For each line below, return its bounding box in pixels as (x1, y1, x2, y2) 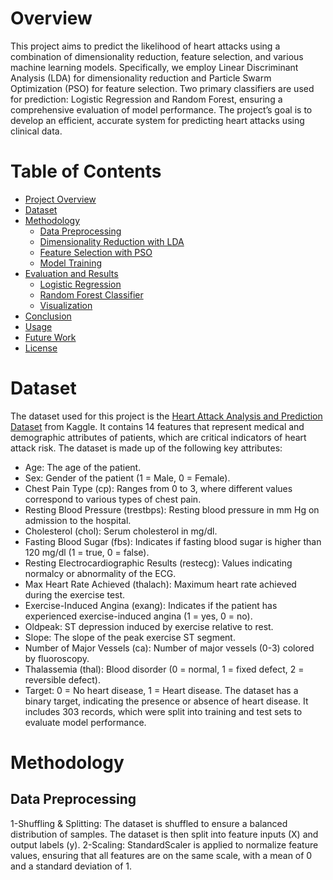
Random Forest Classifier (39, 288, 144, 301)
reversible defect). (24, 673, 101, 686)
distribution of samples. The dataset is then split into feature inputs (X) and (10, 828, 319, 840)
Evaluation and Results (24, 267, 119, 279)
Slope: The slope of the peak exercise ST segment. (24, 631, 236, 643)
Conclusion (24, 310, 72, 322)
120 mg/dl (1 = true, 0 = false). (24, 546, 150, 558)
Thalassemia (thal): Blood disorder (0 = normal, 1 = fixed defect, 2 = (24, 663, 305, 675)
